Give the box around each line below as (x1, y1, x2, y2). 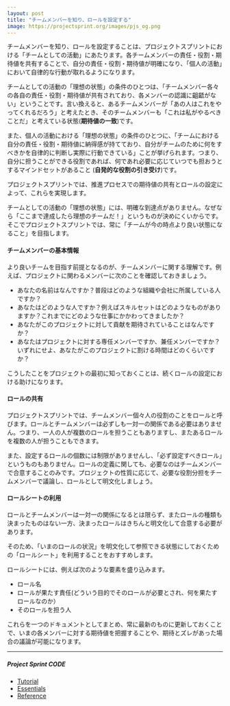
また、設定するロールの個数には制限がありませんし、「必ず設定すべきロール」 (7, 451, 222, 459)
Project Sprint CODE (7, 659, 66, 668)
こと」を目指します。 (12, 229, 73, 237)
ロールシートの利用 (7, 494, 62, 502)
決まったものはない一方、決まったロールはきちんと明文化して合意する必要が (7, 519, 222, 527)
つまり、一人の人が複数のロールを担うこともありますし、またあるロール (18, 428, 223, 436)
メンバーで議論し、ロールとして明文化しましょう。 (12, 477, 156, 485)
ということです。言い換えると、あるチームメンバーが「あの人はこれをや (18, 100, 222, 108)
